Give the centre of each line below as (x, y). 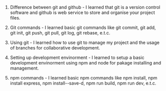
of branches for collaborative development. (55, 48)
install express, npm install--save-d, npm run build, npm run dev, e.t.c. (83, 83)
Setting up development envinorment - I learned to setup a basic (77, 57)
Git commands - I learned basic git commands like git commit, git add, (83, 27)
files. (15, 18)
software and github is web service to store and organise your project (82, 12)
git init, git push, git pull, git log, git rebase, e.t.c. (60, 33)
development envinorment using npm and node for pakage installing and (86, 63)
